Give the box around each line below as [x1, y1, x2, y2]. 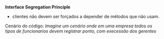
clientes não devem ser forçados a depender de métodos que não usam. [12, 14, 160, 19]
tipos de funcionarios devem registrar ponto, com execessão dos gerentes [5, 28, 156, 34]
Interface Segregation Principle [5, 4, 71, 10]
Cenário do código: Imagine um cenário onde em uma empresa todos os [5, 23, 152, 29]
